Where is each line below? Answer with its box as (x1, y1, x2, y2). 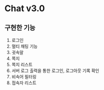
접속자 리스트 (11, 80, 37, 86)
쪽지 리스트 (11, 62, 33, 67)
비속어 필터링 (11, 74, 37, 79)
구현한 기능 (4, 23, 36, 32)
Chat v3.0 (4, 3, 45, 14)
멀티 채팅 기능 (11, 43, 38, 49)
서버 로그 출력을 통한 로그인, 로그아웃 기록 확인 (11, 68, 100, 73)
